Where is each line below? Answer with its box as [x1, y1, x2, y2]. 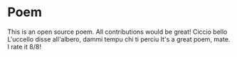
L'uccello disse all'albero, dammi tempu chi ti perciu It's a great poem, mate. [7, 34, 231, 43]
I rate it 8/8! [7, 42, 41, 51]
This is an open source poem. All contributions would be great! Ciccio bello [7, 27, 228, 36]
